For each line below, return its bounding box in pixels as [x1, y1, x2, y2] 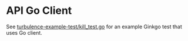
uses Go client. [6, 29, 42, 36]
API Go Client [6, 4, 72, 17]
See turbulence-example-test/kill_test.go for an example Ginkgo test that [6, 23, 182, 30]
